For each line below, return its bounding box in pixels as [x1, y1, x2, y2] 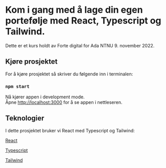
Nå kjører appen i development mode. [5, 94, 85, 100]
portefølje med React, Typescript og [5, 15, 162, 26]
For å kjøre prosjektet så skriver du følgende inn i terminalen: [5, 71, 133, 77]
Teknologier [5, 114, 44, 123]
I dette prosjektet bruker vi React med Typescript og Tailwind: [5, 127, 135, 133]
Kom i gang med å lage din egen [5, 4, 143, 16]
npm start [5, 83, 30, 89]
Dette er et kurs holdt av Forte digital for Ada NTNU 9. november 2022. [5, 42, 155, 48]
